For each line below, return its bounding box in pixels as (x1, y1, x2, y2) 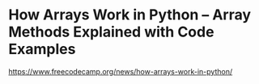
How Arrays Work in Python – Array (8, 6, 252, 24)
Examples (8, 40, 76, 58)
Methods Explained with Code (8, 23, 214, 41)
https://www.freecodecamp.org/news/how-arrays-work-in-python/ (8, 66, 233, 76)
